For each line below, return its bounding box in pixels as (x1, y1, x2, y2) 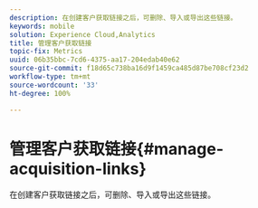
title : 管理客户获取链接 (9, 38, 92, 48)
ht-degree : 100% (9, 89, 71, 98)
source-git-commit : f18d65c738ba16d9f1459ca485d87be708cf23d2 (9, 64, 249, 73)
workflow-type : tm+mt (9, 72, 91, 81)
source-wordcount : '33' (9, 80, 100, 90)
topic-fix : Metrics (9, 47, 83, 56)
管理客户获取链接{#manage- (9, 138, 225, 159)
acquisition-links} (9, 158, 147, 179)
